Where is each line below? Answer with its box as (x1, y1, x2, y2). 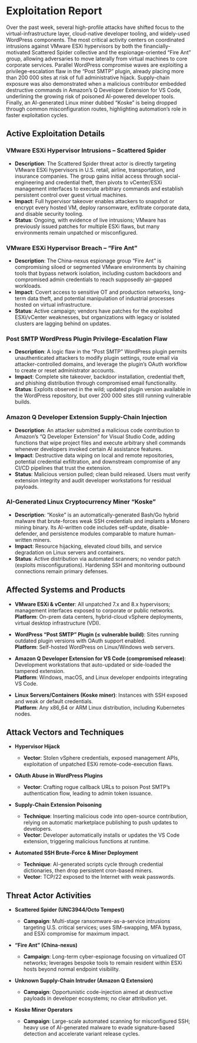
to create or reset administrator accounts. (14, 367, 116, 374)
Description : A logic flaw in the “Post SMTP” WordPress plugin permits (14, 348, 187, 355)
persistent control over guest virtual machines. (14, 191, 128, 199)
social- (163, 173, 181, 180)
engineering (14, 178, 44, 186)
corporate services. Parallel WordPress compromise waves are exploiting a (6, 61, 188, 69)
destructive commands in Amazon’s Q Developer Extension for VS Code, (6, 86, 182, 93)
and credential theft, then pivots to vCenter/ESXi (45, 178, 162, 186)
